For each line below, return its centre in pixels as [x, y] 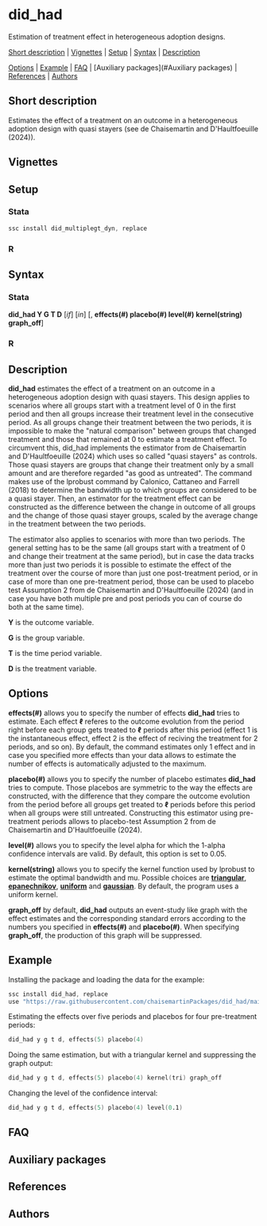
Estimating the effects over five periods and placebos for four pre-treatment [133, 1017]
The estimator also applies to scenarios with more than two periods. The [127, 540]
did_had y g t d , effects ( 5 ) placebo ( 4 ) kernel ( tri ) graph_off [115, 1078]
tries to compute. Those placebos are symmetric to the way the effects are [130, 787]
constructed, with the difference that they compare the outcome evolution [129, 796]
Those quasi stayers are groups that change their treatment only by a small [131, 465]
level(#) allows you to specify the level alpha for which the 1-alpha [117, 845]
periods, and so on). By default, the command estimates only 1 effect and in [132, 747]
